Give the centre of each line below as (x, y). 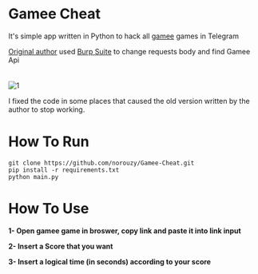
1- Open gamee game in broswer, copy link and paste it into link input (125, 230)
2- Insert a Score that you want (61, 246)
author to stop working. (47, 109)
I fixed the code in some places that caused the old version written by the (129, 101)
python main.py (34, 177)
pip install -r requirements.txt (64, 170)
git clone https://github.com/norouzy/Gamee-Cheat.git (101, 163)
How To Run (49, 142)
